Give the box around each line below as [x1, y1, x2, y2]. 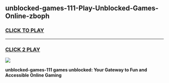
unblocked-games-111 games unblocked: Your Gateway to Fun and [5, 66, 147, 72]
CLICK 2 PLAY [5, 46, 40, 53]
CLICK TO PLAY [5, 27, 44, 34]
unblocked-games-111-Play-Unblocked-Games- [5, 4, 159, 13]
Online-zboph [5, 12, 50, 21]
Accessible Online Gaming [5, 72, 62, 78]
